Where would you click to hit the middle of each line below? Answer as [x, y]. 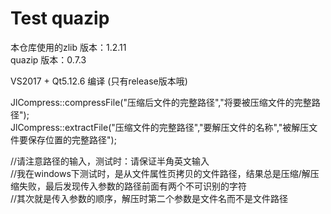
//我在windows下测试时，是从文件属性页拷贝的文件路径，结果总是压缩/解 [160, 173]
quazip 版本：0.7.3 [48, 59]
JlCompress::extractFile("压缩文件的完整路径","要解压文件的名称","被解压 [160, 127]
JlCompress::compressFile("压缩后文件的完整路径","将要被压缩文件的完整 [161, 102]
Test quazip [60, 18]
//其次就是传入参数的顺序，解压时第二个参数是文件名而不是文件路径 [149, 198]
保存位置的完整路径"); [72, 139]
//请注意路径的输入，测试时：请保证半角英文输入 [110, 161]
